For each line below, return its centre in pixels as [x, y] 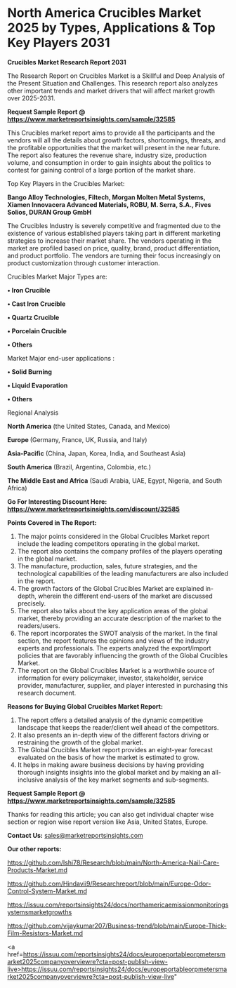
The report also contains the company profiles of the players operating [120, 551]
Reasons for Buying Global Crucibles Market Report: [85, 706]
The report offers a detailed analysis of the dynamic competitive [110, 720]
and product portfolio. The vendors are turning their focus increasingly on [114, 255]
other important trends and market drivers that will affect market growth [111, 91]
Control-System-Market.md [47, 891]
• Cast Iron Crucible [37, 304]
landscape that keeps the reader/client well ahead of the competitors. [118, 727]
